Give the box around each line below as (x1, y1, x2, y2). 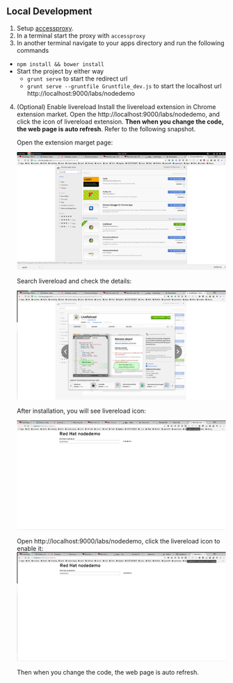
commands (16, 46, 49, 54)
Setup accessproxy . (16, 24, 74, 32)
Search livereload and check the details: (16, 277, 132, 286)
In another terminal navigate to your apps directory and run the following (16, 38, 225, 47)
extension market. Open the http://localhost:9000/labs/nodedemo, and (16, 110, 220, 118)
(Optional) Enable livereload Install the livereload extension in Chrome (16, 102, 216, 110)
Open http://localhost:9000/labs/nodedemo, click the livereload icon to (16, 536, 220, 545)
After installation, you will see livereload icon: (16, 406, 147, 415)
